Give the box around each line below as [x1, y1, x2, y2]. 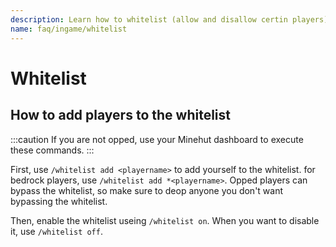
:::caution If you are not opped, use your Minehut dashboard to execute [10, 133, 304, 145]
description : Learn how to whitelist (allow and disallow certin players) [10, 14, 329, 25]
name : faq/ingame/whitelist [10, 24, 128, 34]
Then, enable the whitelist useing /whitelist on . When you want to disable [10, 214, 320, 226]
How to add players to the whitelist [10, 107, 231, 124]
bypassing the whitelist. [10, 195, 108, 207]
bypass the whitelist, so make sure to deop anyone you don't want [10, 184, 284, 196]
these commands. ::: [10, 144, 95, 156]
